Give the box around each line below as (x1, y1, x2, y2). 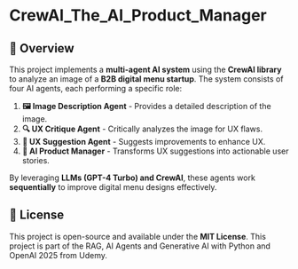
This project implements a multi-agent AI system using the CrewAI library (9, 64, 282, 75)
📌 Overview (9, 41, 74, 56)
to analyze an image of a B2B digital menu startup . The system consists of (9, 74, 284, 84)
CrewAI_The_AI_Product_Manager (9, 5, 268, 26)
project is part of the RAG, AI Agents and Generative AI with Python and (9, 241, 271, 251)
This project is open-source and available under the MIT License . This (9, 231, 266, 241)
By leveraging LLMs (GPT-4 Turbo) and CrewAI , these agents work (9, 172, 255, 183)
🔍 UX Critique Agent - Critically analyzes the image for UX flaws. (21, 123, 263, 134)
